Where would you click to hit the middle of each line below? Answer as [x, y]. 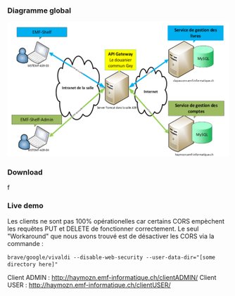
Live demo [25, 206]
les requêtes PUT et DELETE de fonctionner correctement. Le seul [103, 229]
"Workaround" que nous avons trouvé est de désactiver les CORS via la [111, 236]
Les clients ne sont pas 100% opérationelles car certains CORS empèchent [116, 221]
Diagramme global [39, 11]
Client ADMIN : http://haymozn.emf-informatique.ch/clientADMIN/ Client [112, 277]
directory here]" [33, 264]
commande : [25, 243]
